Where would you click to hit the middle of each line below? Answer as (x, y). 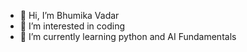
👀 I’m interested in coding (72, 26)
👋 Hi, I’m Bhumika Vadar (69, 15)
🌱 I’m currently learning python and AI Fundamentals (128, 36)
